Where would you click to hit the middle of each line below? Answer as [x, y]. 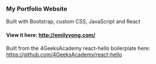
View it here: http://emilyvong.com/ [51, 35]
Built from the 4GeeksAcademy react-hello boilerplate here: [78, 48]
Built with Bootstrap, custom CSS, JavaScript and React [73, 22]
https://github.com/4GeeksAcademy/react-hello [64, 54]
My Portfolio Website [37, 9]
